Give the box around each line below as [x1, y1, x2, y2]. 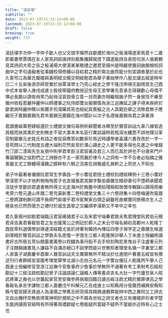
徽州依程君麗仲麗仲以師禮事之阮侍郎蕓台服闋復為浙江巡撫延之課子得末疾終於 [5, 100, 163, 106]
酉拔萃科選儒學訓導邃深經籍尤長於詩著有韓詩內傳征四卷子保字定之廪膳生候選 [5, 226, 163, 232]
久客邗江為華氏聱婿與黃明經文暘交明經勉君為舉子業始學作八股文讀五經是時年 [5, 75, 163, 81]
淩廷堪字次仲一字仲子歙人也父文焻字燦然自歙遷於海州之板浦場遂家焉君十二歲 [5, 50, 163, 56]
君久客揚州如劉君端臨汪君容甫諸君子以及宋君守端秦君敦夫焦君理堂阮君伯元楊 [5, 213, 163, 219]
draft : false [5, 26, 32, 31]
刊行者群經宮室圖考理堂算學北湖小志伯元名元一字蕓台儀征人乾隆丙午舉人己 [9, 257, 163, 263]
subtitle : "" [5, 12, 32, 17]
